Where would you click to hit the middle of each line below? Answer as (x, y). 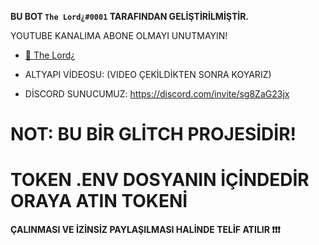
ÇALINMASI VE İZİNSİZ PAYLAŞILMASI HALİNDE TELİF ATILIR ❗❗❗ (145, 230)
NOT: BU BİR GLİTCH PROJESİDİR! (153, 134)
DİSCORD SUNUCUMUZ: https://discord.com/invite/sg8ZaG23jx (157, 94)
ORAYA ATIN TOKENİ (99, 201)
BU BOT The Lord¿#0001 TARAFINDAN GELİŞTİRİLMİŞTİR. (130, 16)
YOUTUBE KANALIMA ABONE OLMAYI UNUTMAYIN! (119, 35)
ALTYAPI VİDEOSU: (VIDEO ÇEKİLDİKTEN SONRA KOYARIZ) (148, 74)
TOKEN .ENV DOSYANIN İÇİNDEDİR (160, 180)
